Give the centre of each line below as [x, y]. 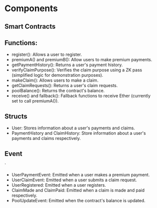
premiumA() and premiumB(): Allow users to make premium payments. [82, 60]
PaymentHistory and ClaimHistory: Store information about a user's [79, 133]
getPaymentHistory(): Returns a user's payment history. [67, 65]
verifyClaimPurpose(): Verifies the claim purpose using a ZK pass [77, 70]
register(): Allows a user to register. [47, 54]
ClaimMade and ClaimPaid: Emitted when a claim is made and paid [78, 191]
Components [31, 9]
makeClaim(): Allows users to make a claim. [55, 80]
